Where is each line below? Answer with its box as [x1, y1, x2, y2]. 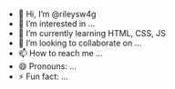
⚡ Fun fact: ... [17, 71, 68, 82]
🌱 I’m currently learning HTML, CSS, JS [17, 28, 166, 38]
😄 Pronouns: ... [17, 61, 77, 72]
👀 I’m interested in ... [17, 18, 96, 29]
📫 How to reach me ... [17, 48, 103, 58]
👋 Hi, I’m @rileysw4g [17, 9, 97, 19]
